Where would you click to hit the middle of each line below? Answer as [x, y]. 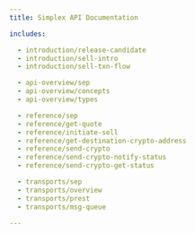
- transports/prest [54, 198]
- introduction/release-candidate [82, 50]
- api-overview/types [58, 99]
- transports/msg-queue [62, 207]
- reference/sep [48, 116]
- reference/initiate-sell [68, 132]
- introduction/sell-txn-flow [74, 67]
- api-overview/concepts [64, 91]
